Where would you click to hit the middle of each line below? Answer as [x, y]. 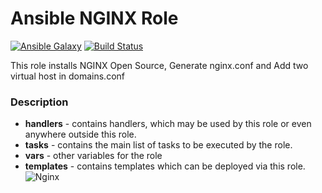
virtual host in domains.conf [67, 76]
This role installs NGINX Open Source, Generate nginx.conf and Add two [159, 65]
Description [39, 102]
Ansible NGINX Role [94, 18]
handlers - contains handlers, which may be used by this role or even [168, 124]
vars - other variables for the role [93, 156]
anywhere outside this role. [80, 134]
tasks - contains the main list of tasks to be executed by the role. [158, 145]
